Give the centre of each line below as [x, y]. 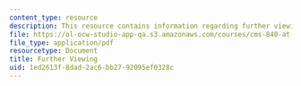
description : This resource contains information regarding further [140, 26]
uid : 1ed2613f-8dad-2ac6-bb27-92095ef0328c [92, 68]
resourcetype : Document [54, 51]
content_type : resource [54, 17]
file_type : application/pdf [62, 43]
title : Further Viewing [54, 59]
